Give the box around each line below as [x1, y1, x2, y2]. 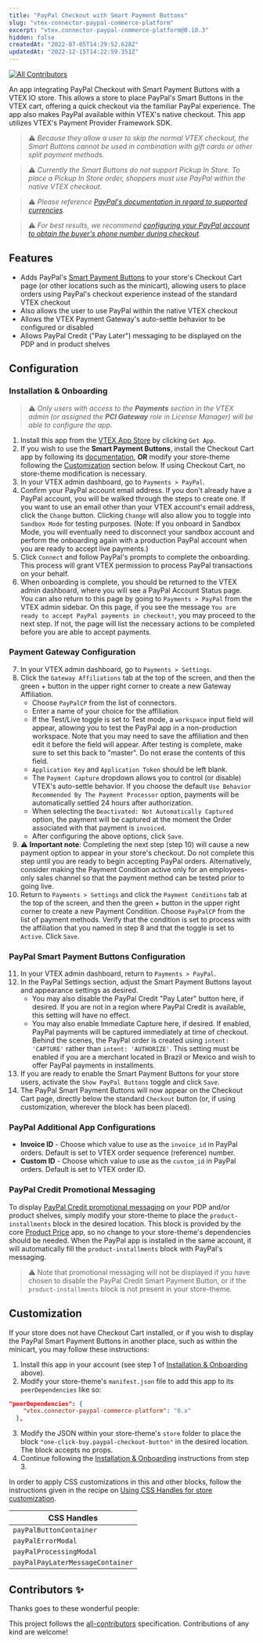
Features [9, 252, 53, 265]
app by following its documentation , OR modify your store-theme [20, 452, 230, 462]
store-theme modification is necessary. [20, 469, 147, 478]
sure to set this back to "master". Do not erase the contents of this [31, 747, 246, 758]
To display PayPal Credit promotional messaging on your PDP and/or [9, 1202, 230, 1211]
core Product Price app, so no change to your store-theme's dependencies [9, 1227, 251, 1236]
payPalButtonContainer [13, 1526, 97, 1535]
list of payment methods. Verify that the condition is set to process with [20, 915, 251, 924]
